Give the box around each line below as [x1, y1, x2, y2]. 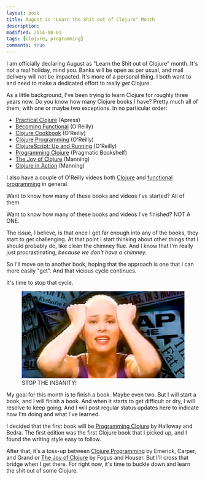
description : [6, 23, 40, 29]
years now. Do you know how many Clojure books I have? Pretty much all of [6, 98, 198, 105]
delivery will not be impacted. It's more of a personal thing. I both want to [6, 73, 191, 80]
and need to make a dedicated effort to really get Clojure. [6, 80, 152, 87]
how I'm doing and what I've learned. [6, 410, 100, 417]
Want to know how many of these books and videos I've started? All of [6, 192, 185, 199]
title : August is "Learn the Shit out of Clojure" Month [6, 16, 155, 23]
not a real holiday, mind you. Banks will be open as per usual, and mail [6, 66, 184, 74]
